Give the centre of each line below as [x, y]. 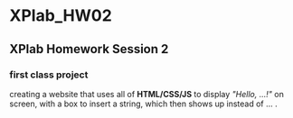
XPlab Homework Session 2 [89, 49]
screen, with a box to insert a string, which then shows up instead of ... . [143, 104]
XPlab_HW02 [61, 16]
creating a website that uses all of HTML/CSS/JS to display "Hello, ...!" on [147, 94]
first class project [49, 75]
